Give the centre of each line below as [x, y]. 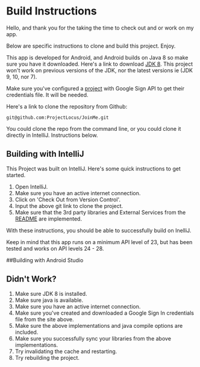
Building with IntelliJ [45, 154]
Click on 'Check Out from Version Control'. [67, 199]
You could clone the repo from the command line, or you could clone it [94, 128]
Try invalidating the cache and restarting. [66, 351]
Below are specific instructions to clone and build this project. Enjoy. [91, 46]
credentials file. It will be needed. [47, 95]
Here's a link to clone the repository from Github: [67, 106]
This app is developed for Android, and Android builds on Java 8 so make [97, 57]
